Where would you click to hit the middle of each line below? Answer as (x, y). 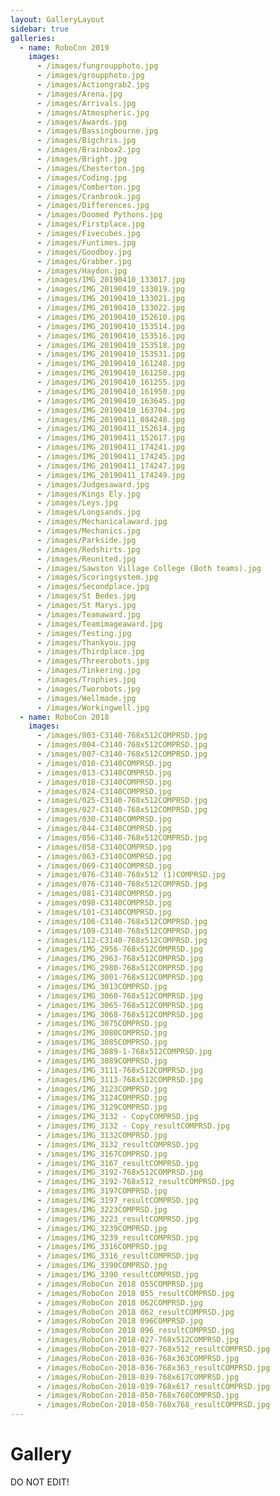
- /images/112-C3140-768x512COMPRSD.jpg (122, 940)
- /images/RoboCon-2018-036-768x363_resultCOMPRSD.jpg (153, 1367)
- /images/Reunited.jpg (86, 559)
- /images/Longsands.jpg (88, 512)
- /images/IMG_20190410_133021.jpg (111, 299)
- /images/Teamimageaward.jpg (99, 624)
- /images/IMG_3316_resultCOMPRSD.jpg (117, 1256)
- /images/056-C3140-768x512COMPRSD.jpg (122, 837)
